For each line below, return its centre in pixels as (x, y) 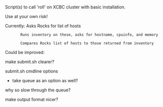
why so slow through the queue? (38, 90)
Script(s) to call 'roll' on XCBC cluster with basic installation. (65, 7)
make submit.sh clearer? (30, 62)
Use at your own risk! (26, 16)
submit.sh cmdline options (32, 71)
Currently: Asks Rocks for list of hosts (43, 26)
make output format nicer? (32, 99)
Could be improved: (25, 52)
